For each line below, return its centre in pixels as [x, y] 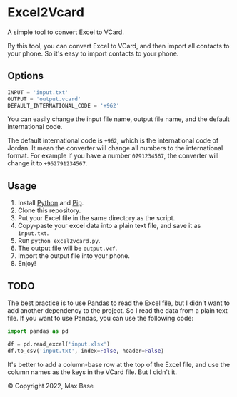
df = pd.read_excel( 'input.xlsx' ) [59, 344]
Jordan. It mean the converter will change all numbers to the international [115, 148]
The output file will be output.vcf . [67, 248]
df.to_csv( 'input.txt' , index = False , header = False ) [86, 351]
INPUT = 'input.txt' [38, 92]
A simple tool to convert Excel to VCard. [66, 32]
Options [26, 76]
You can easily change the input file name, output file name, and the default [118, 119]
